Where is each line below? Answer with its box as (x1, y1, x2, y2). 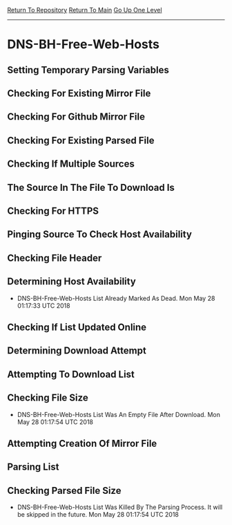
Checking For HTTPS (7, 205, 99, 217)
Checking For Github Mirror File (7, 111, 145, 123)
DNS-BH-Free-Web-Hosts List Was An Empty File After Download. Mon (17, 410, 221, 418)
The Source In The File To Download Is (7, 181, 175, 193)
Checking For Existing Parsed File (7, 134, 155, 146)
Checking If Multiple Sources (7, 158, 135, 170)
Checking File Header (7, 252, 102, 264)
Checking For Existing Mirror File (7, 87, 151, 99)
